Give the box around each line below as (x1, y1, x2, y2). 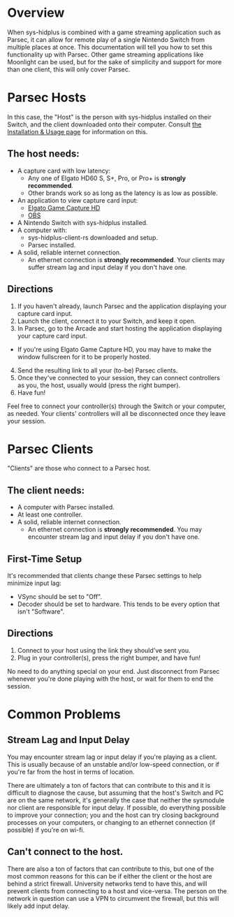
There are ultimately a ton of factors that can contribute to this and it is (7, 781, 211, 789)
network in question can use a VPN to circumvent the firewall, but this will (7, 894, 219, 902)
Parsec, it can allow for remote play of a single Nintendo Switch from (7, 35, 205, 43)
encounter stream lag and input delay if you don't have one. (27, 533, 200, 541)
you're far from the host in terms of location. (7, 767, 135, 776)
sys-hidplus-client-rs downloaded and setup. (27, 233, 159, 242)
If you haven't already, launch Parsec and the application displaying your (17, 302, 227, 310)
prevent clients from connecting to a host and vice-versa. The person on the (7, 886, 227, 895)
